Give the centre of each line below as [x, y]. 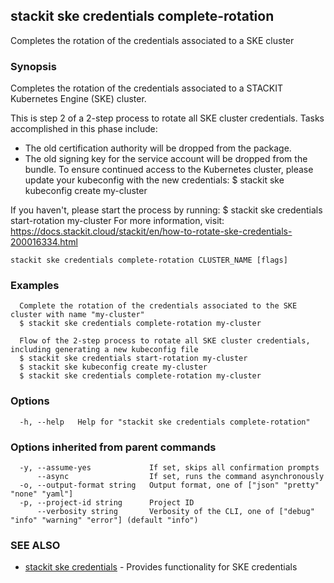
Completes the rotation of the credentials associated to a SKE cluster [152, 40]
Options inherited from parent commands [113, 447]
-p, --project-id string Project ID [107, 503]
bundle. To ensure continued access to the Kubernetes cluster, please [169, 170]
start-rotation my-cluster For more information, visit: [117, 221]
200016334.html [44, 242]
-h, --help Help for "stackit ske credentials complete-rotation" [165, 422]
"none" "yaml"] [42, 494]
